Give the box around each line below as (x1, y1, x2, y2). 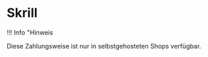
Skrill (6, 5, 38, 21)
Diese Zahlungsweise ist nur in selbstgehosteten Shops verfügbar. (6, 42, 202, 50)
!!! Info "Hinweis (6, 28, 53, 37)
